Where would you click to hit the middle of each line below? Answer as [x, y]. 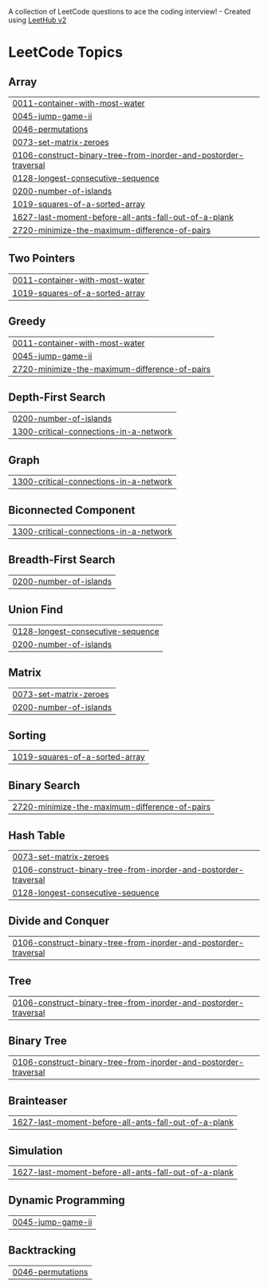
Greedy [27, 322]
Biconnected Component [72, 510]
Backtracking [42, 1250]
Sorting [27, 735]
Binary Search [44, 786]
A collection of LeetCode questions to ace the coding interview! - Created [130, 12]
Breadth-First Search [62, 560]
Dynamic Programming [67, 1200]
